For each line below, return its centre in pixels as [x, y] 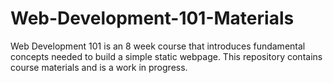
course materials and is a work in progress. [99, 67]
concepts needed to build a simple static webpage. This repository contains [166, 56]
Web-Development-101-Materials [152, 18]
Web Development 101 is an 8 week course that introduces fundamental [158, 46]
